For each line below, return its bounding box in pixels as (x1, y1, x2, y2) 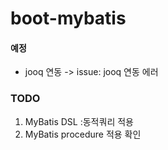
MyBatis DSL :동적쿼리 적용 (24, 115, 134, 127)
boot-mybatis (10, 7, 127, 30)
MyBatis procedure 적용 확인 (24, 128, 142, 140)
